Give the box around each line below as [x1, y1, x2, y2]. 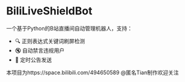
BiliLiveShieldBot [6, 4, 92, 18]
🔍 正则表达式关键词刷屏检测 [14, 37, 85, 44]
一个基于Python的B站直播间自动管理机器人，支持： [6, 25, 133, 32]
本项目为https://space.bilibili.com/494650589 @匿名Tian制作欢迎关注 [6, 69, 179, 76]
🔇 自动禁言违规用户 [14, 47, 65, 54]
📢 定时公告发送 [14, 56, 52, 63]
